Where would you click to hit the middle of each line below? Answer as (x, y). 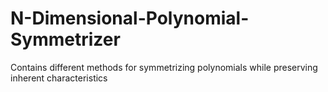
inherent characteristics (59, 78)
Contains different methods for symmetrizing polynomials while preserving (164, 67)
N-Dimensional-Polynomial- (130, 18)
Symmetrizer (65, 39)
